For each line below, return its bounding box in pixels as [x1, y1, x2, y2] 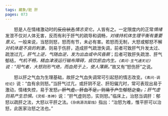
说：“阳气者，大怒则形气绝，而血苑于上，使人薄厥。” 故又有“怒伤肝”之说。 [5, 63, 156, 70]
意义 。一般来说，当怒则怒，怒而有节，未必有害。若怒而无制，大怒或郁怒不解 [5, 38, 163, 45]
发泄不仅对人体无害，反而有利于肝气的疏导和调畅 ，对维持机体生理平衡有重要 [5, 32, 163, 38]
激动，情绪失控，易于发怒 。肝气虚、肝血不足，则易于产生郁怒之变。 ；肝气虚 [5, 87, 161, 93]
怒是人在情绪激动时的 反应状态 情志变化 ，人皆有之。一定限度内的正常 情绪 [14, 26, 163, 32]
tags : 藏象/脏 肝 [5, 7, 38, 12]
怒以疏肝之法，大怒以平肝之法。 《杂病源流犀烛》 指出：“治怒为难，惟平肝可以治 [5, 99, 162, 105]
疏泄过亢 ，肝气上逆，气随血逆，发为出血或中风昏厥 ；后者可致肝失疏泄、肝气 [5, 51, 163, 57]
